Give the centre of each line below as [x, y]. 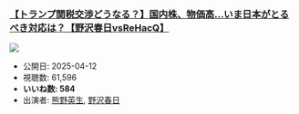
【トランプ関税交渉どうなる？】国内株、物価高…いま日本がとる [149, 14]
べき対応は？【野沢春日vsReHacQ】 [89, 27]
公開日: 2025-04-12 [60, 66]
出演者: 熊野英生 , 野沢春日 [71, 100]
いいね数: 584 [49, 89]
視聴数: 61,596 [50, 78]
